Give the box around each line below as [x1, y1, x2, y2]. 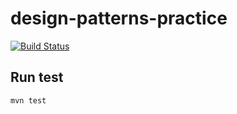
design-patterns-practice [10, 7, 228, 30]
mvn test [10, 95, 47, 106]
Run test [10, 69, 64, 86]
